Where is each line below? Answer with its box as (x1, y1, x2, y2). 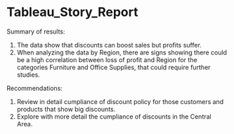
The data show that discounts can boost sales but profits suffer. (16, 40, 202, 49)
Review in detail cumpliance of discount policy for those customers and (16, 97, 224, 105)
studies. (16, 70, 40, 79)
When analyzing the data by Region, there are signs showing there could (16, 48, 228, 57)
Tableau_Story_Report (6, 4, 138, 20)
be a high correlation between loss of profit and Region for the (16, 55, 197, 64)
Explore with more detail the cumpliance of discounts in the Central (16, 112, 212, 121)
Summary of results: (6, 27, 65, 36)
